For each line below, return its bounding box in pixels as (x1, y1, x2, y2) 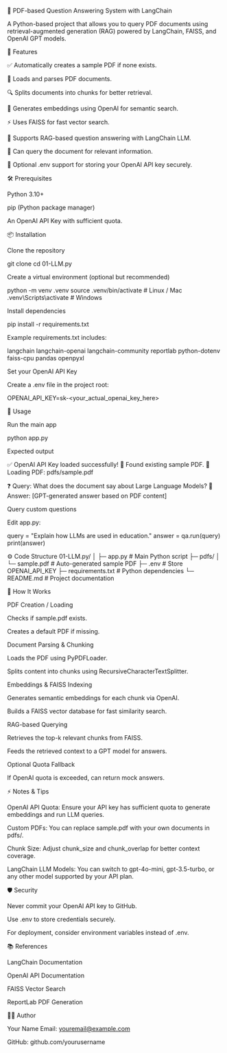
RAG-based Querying (7, 721, 68, 728)
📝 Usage (7, 407, 32, 415)
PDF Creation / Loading (7, 601, 73, 609)
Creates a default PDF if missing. (7, 627, 100, 635)
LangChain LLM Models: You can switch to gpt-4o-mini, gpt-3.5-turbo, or (7, 865, 215, 873)
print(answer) (7, 539, 46, 547)
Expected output (7, 447, 54, 455)
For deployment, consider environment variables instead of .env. (7, 929, 190, 936)
